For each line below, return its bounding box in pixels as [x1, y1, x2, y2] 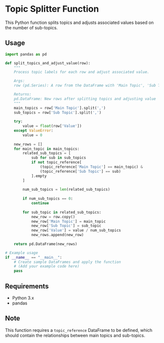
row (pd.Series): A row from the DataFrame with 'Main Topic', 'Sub [14, 83, 156, 88]
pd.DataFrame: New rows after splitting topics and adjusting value [14, 96, 156, 101]
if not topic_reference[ [31, 160, 82, 165]
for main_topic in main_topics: [14, 146, 80, 151]
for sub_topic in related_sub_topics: [22, 210, 102, 215]
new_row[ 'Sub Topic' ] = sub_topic [31, 223, 102, 228]
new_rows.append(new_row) [31, 233, 84, 238]
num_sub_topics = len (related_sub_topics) [22, 187, 110, 192]
